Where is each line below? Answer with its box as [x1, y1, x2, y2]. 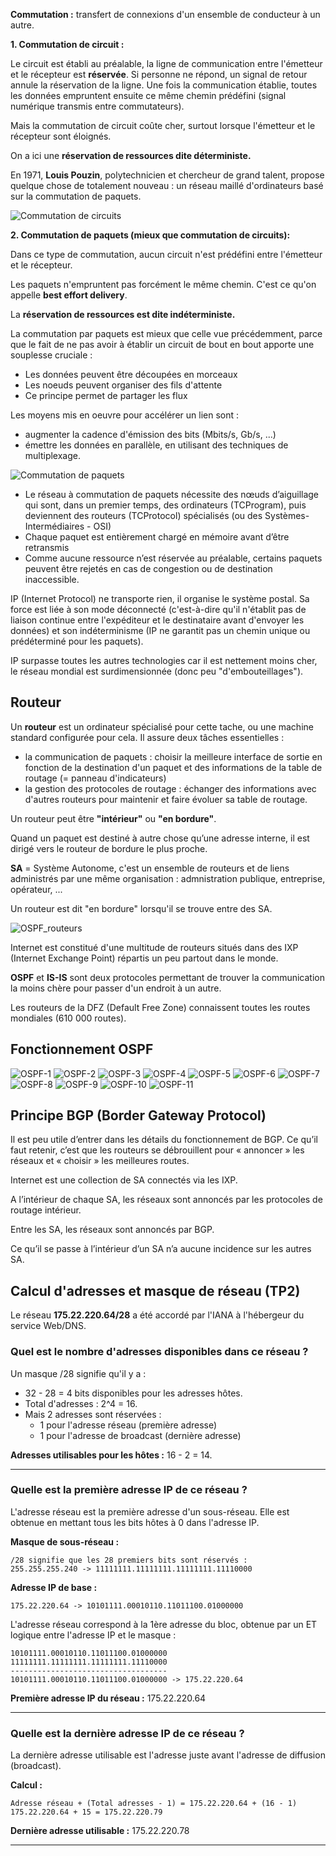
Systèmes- [264, 510, 310, 521]
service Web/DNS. [10, 1320, 87, 1332]
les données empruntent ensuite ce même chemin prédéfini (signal [10, 90, 287, 101]
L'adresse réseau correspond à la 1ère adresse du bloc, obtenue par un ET [10, 1618, 318, 1630]
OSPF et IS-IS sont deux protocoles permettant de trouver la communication [10, 971, 325, 983]
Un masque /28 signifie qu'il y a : [10, 1367, 147, 1379]
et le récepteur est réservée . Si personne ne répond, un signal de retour [10, 69, 308, 80]
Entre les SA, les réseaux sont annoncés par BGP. [10, 1224, 215, 1236]
